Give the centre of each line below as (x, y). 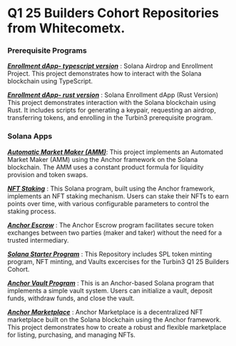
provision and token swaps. (48, 174)
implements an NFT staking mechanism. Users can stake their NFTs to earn (118, 196)
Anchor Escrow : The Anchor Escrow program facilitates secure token (111, 225)
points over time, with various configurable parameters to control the (108, 203)
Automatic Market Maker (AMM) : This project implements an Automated (115, 152)
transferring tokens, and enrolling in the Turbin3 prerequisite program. (110, 118)
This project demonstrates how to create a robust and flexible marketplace (117, 327)
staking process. (32, 211)
